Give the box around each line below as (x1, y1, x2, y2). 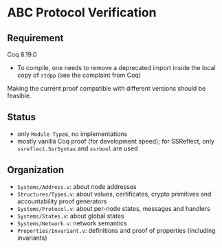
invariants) (16, 234, 47, 242)
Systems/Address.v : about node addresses (16, 182, 137, 190)
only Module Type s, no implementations (16, 129, 128, 138)
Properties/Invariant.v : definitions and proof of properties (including (16, 226, 216, 234)
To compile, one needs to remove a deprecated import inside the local (16, 64, 216, 71)
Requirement (7, 32, 64, 44)
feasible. (7, 91, 32, 100)
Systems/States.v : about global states (16, 212, 125, 220)
